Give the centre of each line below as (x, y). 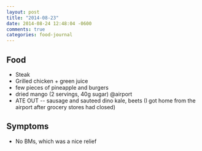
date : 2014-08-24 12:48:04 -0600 (49, 23)
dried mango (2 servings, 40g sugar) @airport (74, 94)
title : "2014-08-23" (33, 18)
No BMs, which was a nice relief (56, 141)
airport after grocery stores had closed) (65, 107)
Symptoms (28, 126)
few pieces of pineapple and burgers (62, 87)
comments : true (26, 29)
